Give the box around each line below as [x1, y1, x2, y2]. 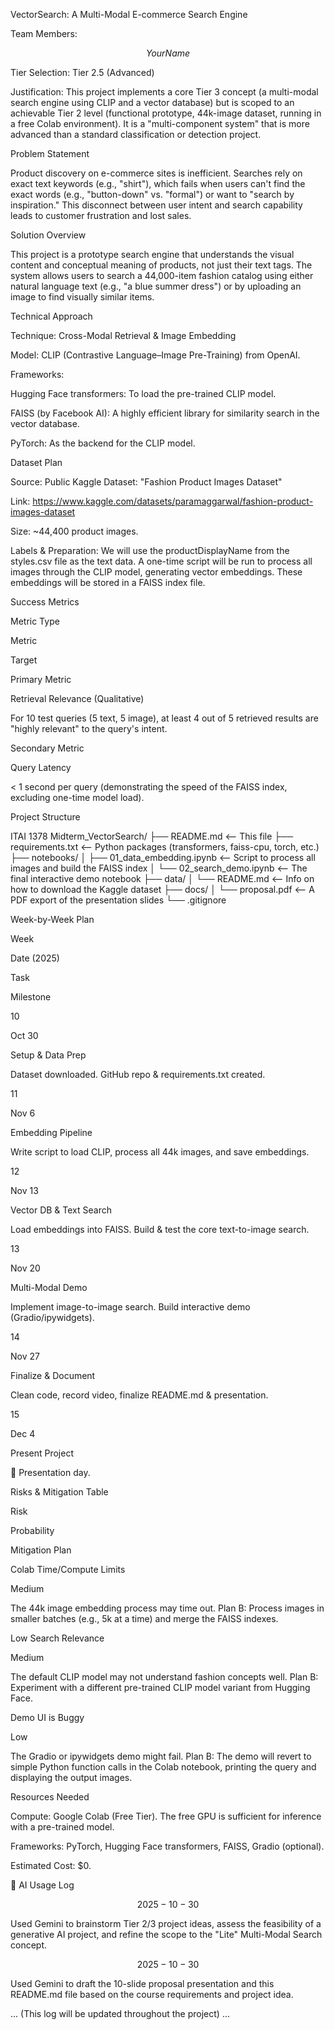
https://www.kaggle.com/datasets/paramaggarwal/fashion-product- [32, 495, 314, 507]
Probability [10, 1525, 55, 1536]
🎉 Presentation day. [10, 1467, 91, 1478]
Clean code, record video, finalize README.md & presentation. [10, 1389, 269, 1401]
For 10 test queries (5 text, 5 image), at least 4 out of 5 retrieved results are [10, 712, 319, 724]
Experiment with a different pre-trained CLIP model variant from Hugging [10, 1682, 311, 1693]
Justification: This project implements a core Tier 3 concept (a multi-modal [10, 86, 319, 98]
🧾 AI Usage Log [10, 1879, 75, 1891]
